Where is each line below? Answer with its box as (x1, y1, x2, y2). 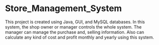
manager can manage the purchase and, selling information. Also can (5, 29, 144, 35)
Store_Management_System (5, 3, 122, 14)
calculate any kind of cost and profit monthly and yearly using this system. (5, 34, 154, 40)
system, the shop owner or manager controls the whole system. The (5, 24, 142, 30)
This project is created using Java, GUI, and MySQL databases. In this (5, 19, 145, 25)
